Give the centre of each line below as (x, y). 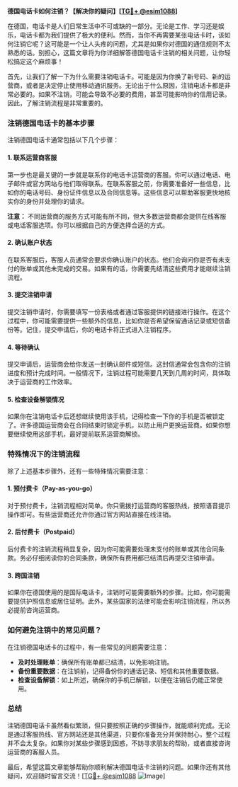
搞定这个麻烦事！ (38, 62)
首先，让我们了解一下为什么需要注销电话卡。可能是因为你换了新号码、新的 (116, 76)
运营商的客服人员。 (35, 752)
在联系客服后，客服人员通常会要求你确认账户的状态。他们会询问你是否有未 (116, 259)
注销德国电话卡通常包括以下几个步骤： (63, 140)
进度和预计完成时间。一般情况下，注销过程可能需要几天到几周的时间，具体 (116, 373)
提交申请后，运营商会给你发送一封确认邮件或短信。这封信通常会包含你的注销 (119, 364)
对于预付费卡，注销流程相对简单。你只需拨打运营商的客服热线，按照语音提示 (119, 505)
